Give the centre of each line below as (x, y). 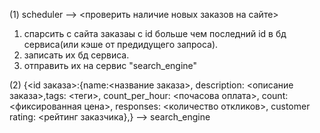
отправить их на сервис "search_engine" (110, 65)
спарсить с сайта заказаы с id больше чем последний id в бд (155, 33)
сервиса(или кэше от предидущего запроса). (121, 44)
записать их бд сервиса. (76, 55)
